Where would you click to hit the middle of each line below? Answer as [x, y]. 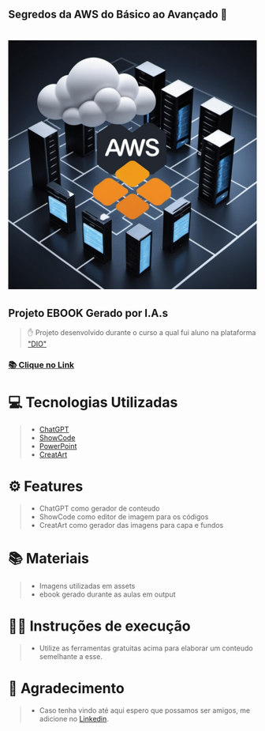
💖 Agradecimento [66, 689]
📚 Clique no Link [41, 365]
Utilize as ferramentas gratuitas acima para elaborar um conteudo [146, 648]
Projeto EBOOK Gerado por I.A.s [88, 313]
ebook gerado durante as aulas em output [107, 594]
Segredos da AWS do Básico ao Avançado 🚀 [118, 15]
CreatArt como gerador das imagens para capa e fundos [131, 526]
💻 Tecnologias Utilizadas [93, 402]
